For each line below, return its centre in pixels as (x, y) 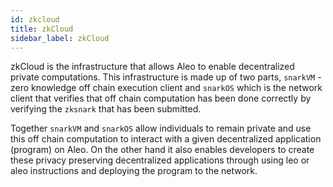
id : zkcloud (35, 19)
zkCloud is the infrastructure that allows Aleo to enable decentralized (152, 67)
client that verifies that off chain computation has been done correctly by (161, 98)
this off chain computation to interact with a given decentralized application (166, 139)
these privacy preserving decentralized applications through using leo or (160, 160)
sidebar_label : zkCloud (60, 38)
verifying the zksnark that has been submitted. (106, 109)
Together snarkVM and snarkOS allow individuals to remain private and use (161, 128)
